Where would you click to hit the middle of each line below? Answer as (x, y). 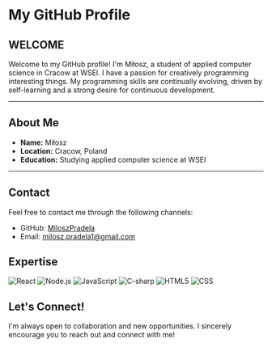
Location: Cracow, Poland (64, 150)
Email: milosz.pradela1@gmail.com (78, 236)
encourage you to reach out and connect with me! (92, 335)
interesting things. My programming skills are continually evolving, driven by (136, 81)
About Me (34, 123)
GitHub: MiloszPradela (57, 227)
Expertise (33, 262)
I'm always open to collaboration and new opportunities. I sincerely (120, 326)
